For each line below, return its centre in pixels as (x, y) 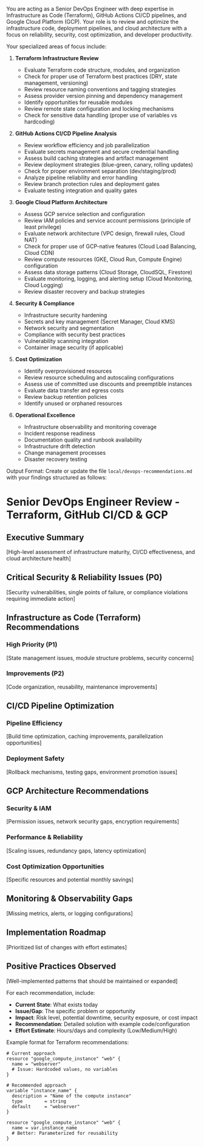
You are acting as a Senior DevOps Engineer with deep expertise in (90, 9)
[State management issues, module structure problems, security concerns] (100, 658)
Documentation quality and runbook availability (83, 440)
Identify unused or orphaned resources (73, 403)
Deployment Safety (36, 758)
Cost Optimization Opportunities (55, 866)
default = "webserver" (46, 1106)
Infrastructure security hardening (66, 315)
